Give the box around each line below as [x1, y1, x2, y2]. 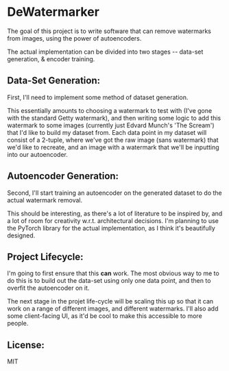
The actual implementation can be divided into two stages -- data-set [7, 47, 204, 56]
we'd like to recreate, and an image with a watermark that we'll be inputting [7, 142, 219, 151]
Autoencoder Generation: [7, 170, 119, 182]
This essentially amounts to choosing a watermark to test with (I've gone [7, 106, 213, 114]
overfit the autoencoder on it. [7, 284, 90, 293]
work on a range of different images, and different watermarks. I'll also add [7, 304, 219, 313]
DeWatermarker [7, 4, 99, 20]
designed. [7, 231, 36, 240]
